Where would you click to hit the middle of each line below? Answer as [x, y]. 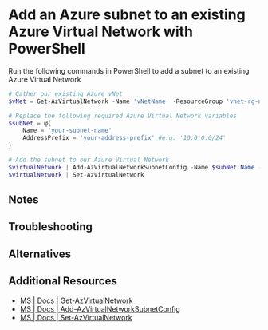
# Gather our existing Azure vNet [66, 93]
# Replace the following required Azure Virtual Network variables [123, 116]
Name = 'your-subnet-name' [67, 131]
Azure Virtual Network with [101, 32]
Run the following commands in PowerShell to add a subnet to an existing [129, 70]
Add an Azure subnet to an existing [127, 15]
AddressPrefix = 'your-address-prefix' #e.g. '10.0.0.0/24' [124, 138]
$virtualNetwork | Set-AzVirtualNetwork [77, 175]
